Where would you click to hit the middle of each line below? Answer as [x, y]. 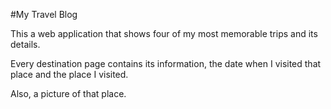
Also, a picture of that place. [68, 93]
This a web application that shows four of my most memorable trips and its [164, 33]
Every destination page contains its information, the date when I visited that [166, 63]
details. [25, 44]
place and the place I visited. [69, 74]
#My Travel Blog [44, 14]
